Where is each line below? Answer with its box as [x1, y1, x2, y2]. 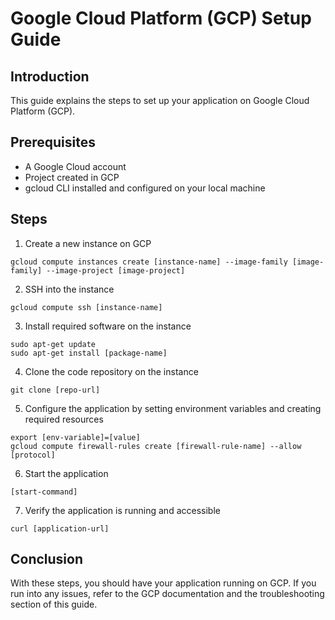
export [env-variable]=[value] [10, 432, 141, 442]
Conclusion [10, 551, 84, 568]
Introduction [10, 68, 90, 85]
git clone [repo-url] [10, 385, 101, 395]
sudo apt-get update [10, 339, 97, 349]
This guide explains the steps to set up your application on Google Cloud [10, 95, 310, 106]
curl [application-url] [10, 523, 110, 534]
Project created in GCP [24, 171, 120, 183]
